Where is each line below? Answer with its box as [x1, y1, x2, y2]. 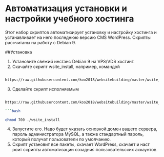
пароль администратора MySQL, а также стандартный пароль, [12, 131, 144, 137]
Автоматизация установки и [5, 3, 127, 14]
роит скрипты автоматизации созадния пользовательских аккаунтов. [12, 147, 158, 153]
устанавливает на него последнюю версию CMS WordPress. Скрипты [5, 35, 151, 40]
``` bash [5, 108, 21, 113]
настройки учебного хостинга [5, 13, 134, 24]
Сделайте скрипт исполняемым [12, 86, 79, 92]
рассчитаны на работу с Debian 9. [5, 39, 77, 45]
